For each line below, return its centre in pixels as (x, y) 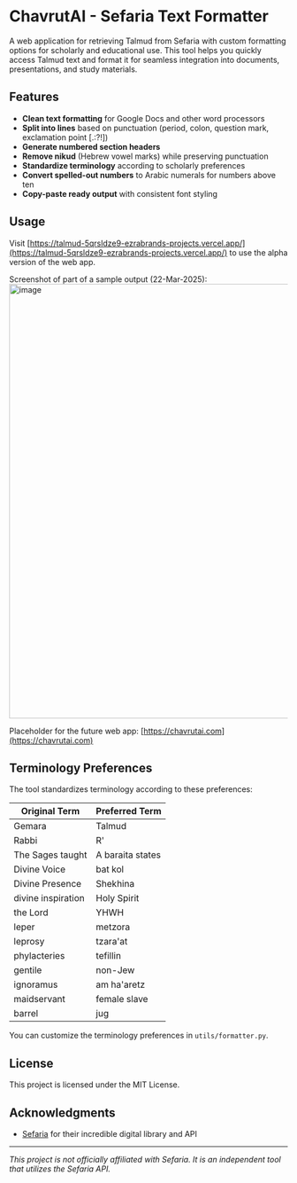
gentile (28, 970)
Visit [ (20, 243)
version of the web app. (52, 262)
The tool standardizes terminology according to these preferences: (131, 789)
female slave (122, 999)
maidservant (40, 999)
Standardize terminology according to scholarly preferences (133, 165)
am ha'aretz (121, 984)
